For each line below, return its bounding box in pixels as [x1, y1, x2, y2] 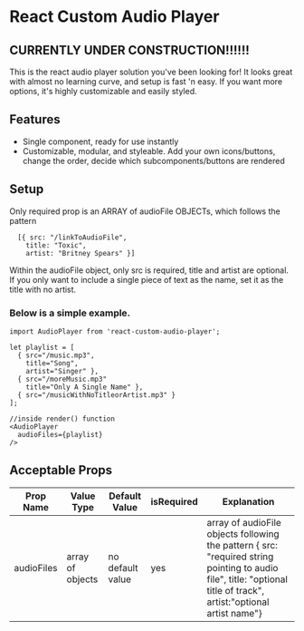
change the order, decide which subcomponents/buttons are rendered [22, 155, 285, 166]
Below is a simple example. [9, 306, 131, 319]
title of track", [206, 584, 265, 597]
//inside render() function [9, 414, 116, 423]
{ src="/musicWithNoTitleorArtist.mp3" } [17, 390, 176, 400]
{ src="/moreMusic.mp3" [17, 374, 107, 383]
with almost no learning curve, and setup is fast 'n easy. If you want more [9, 76, 283, 87]
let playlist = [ [9, 343, 75, 352]
